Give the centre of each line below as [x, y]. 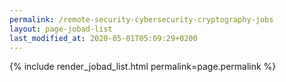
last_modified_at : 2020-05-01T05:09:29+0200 [103, 38]
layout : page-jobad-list [61, 29]
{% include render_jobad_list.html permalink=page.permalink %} [143, 67]
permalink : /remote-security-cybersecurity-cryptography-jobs [141, 19]
